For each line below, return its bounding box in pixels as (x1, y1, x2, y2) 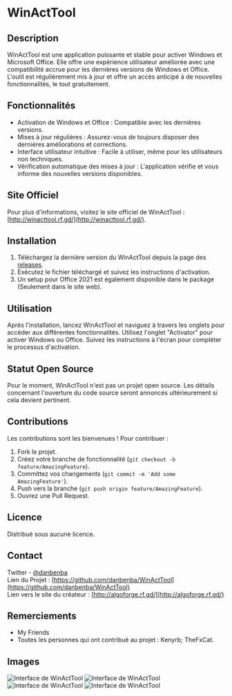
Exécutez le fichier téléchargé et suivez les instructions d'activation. (17, 268, 211, 277)
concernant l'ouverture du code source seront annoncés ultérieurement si (7, 388, 217, 397)
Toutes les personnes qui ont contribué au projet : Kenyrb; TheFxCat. (17, 636, 214, 644)
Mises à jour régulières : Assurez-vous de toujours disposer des (17, 132, 200, 141)
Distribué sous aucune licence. (7, 530, 95, 538)
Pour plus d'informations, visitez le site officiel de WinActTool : (7, 208, 185, 216)
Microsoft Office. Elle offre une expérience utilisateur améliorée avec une (7, 58, 215, 66)
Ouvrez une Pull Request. (17, 491, 90, 499)
